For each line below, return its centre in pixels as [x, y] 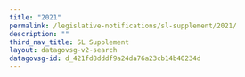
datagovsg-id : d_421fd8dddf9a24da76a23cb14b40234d [105, 58]
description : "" [39, 34]
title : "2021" [36, 17]
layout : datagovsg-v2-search [63, 50]
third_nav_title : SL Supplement [69, 42]
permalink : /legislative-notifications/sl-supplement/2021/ [123, 26]
